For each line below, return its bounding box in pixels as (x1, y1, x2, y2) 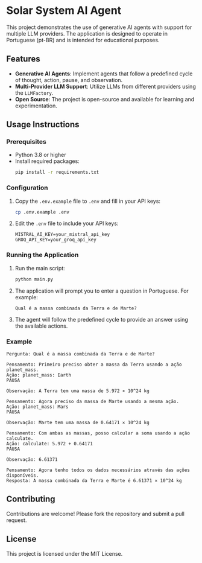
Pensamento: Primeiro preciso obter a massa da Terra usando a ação (6, 361, 182, 367)
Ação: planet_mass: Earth (6, 372, 71, 378)
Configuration (6, 183, 48, 192)
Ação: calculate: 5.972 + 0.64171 (6, 441, 93, 447)
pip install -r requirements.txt (14, 170, 99, 176)
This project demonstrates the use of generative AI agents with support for (6, 24, 192, 31)
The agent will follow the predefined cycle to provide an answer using (14, 316, 188, 323)
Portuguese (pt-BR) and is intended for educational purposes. (6, 36, 160, 43)
